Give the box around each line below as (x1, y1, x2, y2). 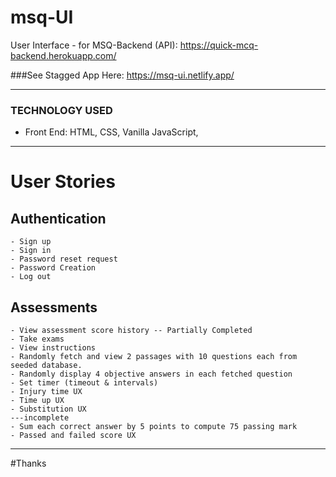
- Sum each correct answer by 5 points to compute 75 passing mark (10, 422, 298, 432)
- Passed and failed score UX (10, 431, 137, 441)
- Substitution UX (10, 404, 87, 415)
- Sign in (10, 246, 52, 256)
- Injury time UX (10, 387, 83, 397)
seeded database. (10, 361, 83, 371)
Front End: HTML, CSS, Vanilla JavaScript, (24, 126, 199, 138)
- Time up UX (10, 396, 65, 406)
